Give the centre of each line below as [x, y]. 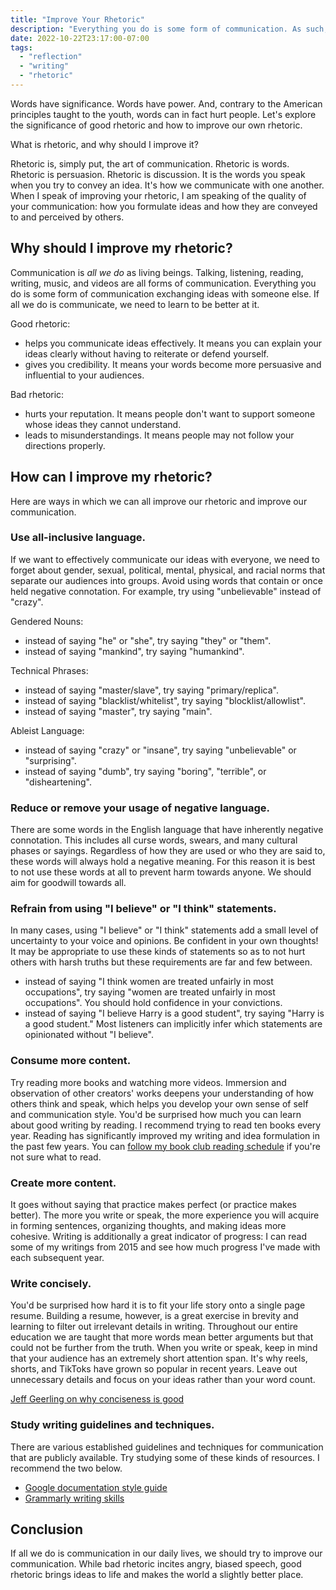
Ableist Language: [47, 730]
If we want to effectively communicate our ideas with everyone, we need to [165, 559]
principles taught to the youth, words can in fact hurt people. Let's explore [163, 114]
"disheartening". [58, 782]
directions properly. [65, 445]
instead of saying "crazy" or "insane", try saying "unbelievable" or [160, 750]
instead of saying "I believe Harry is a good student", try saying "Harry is [174, 1013]
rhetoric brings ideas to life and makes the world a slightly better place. [157, 1575]
